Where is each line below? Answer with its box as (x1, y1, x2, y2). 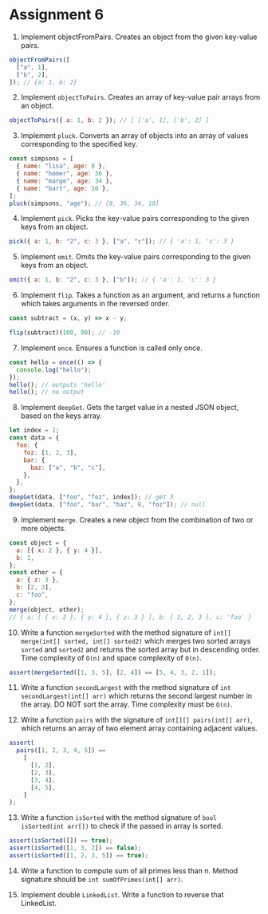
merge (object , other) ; (9, 605, 85, 613)
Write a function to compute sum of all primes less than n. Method (20, 865, 238, 875)
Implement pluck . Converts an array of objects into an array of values (20, 131, 249, 140)
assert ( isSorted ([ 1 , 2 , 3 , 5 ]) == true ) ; (9, 852, 149, 860)
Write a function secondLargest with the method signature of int (20, 683, 231, 692)
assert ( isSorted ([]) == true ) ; (9, 837, 113, 845)
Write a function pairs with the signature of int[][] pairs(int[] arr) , (20, 715, 253, 725)
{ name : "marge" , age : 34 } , (16, 177, 113, 185)
